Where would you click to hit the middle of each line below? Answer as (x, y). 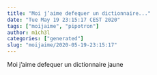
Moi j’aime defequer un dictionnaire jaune (65, 64)
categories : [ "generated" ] (45, 39)
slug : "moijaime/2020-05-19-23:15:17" (62, 45)
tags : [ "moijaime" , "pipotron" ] (53, 26)
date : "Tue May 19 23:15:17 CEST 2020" (64, 20)
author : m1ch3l (29, 32)
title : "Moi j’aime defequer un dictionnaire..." (79, 13)
